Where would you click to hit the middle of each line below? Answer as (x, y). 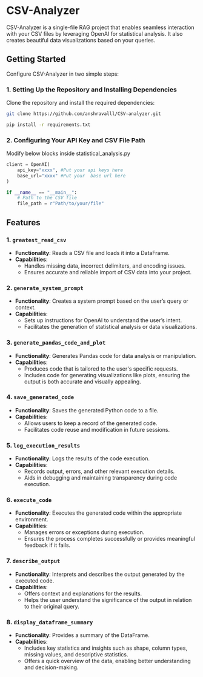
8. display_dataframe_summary (50, 622)
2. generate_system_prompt (45, 288)
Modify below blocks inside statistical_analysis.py (68, 154)
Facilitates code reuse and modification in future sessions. (97, 429)
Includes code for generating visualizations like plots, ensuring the (107, 375)
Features (23, 223)
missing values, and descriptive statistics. (76, 654)
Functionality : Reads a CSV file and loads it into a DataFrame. (92, 253)
